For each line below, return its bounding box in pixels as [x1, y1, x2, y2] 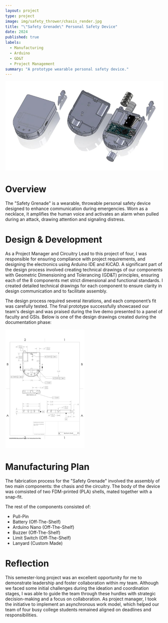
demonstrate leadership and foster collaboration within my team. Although [5, 580, 159, 586]
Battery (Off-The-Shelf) [12, 519, 61, 525]
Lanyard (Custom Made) [12, 540, 63, 546]
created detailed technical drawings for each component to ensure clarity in [5, 283, 162, 289]
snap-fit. [5, 494, 23, 500]
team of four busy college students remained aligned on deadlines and [5, 606, 151, 612]
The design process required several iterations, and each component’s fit [5, 298, 156, 304]
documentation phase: [5, 319, 52, 325]
